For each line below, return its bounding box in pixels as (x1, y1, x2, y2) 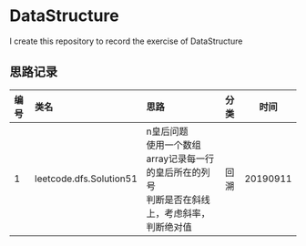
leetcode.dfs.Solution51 (35, 172, 138, 185)
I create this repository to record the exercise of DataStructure (9, 36, 243, 46)
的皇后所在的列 (146, 166, 211, 179)
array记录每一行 (146, 152, 215, 165)
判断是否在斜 (146, 193, 202, 206)
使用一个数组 (146, 138, 202, 151)
